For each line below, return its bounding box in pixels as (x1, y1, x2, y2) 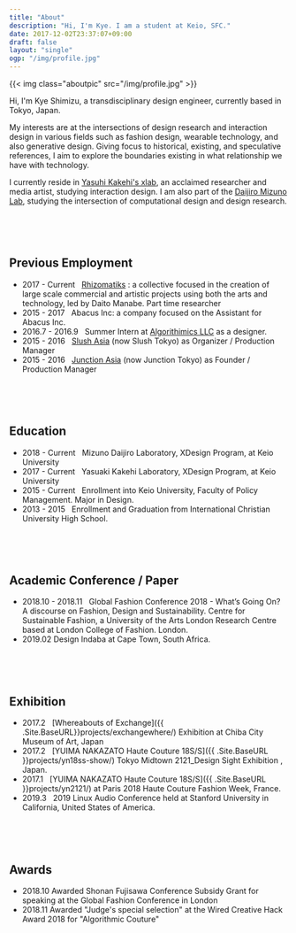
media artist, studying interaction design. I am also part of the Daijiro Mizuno (9, 187, 287, 197)
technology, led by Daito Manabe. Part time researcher (21, 297, 222, 308)
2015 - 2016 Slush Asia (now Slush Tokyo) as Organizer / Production (21, 335, 276, 346)
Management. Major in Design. (21, 494, 134, 505)
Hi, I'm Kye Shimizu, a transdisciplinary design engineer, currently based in (9, 96, 282, 106)
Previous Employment (9, 256, 133, 271)
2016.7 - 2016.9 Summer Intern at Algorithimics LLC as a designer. (21, 326, 268, 336)
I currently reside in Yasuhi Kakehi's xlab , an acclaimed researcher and (9, 177, 267, 187)
